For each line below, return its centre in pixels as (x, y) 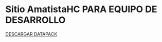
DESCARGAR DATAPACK (31, 34)
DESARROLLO (35, 20)
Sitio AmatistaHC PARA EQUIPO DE (82, 9)
